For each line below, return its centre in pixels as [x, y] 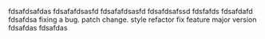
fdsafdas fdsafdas [38, 28]
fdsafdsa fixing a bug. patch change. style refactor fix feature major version [132, 19]
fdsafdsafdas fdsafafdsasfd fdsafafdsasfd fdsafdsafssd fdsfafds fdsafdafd [131, 11]
